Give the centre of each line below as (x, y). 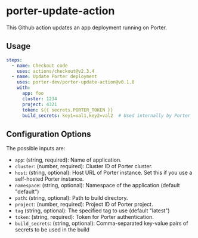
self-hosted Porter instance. (49, 179)
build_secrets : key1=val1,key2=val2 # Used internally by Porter (106, 115)
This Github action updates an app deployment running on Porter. (86, 27)
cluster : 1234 (40, 99)
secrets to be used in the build (52, 230)
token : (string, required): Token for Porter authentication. (84, 217)
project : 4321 (40, 104)
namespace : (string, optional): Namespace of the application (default (97, 186)
